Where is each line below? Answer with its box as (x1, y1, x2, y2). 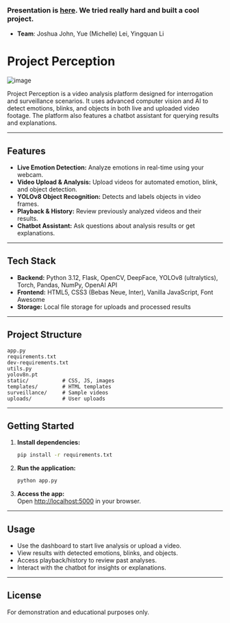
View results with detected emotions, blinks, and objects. (16, 549, 178, 557)
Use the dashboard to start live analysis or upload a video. (16, 541, 181, 550)
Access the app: (16, 490, 65, 498)
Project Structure (7, 329, 82, 341)
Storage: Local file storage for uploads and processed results (16, 303, 192, 311)
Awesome (16, 295, 46, 303)
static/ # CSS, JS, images (7, 377, 115, 384)
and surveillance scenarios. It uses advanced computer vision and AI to (7, 97, 209, 105)
